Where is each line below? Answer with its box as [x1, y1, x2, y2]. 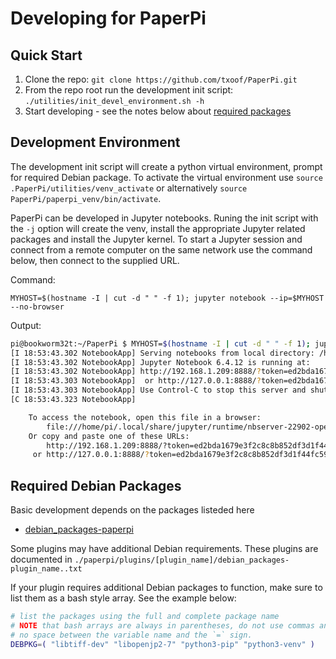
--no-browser [10, 302, 65, 312]
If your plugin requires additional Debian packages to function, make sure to [10, 582, 323, 594]
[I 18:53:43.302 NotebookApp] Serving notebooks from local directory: [10, 348, 315, 358]
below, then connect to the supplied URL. [10, 254, 180, 266]
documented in [10, 553, 73, 566]
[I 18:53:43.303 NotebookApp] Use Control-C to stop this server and [10, 385, 307, 396]
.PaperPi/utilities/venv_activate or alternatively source [10, 182, 248, 194]
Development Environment [10, 134, 181, 151]
